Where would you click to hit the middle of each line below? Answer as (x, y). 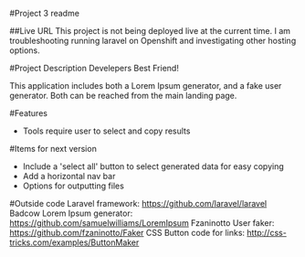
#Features (29, 113)
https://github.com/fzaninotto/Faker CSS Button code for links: (127, 233)
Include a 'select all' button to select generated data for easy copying (153, 166)
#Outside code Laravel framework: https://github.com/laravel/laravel (138, 203)
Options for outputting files (74, 186)
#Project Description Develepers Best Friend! (95, 68)
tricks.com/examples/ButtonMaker (74, 242)
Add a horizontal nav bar (69, 176)
